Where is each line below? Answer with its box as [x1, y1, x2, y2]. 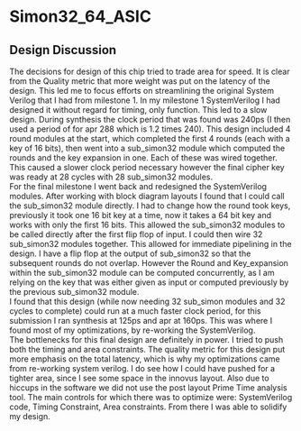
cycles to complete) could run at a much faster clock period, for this [9, 306, 261, 316]
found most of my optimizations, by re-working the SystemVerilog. [9, 325, 256, 335]
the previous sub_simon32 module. [9, 287, 140, 297]
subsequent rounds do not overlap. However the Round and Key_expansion [9, 258, 288, 268]
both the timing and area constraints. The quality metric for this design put [9, 344, 286, 354]
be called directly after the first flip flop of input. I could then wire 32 [9, 229, 263, 240]
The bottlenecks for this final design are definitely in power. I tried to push [9, 335, 284, 344]
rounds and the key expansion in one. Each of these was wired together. [9, 152, 278, 163]
